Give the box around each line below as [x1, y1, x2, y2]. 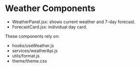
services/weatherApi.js [12, 48, 58, 54]
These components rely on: [5, 33, 60, 39]
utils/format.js [12, 53, 40, 58]
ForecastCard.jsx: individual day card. [12, 24, 87, 29]
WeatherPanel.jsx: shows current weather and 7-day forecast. [12, 19, 136, 25]
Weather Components [5, 3, 96, 14]
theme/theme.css [12, 58, 47, 64]
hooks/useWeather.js [12, 42, 54, 48]
